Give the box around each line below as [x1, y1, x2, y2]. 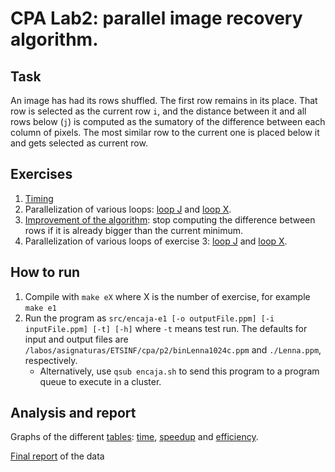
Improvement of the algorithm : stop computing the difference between [24, 213, 316, 226]
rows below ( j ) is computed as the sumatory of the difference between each [10, 116, 326, 127]
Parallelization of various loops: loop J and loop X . [24, 203, 232, 215]
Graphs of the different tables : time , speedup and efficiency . [10, 431, 259, 443]
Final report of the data [10, 450, 105, 462]
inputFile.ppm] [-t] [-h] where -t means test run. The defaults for [24, 322, 308, 334]
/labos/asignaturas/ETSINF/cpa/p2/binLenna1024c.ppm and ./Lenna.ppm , [24, 343, 322, 356]
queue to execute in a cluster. [39, 375, 162, 387]
